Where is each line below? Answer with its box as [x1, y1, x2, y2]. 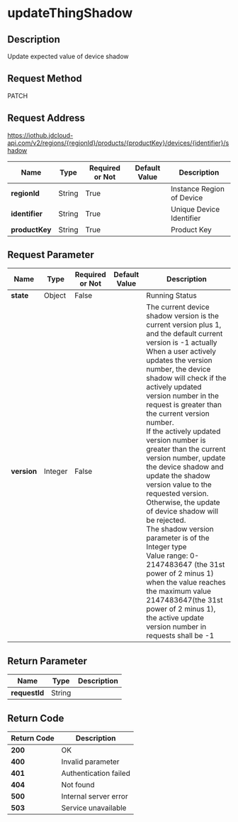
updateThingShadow [7, 5, 133, 21]
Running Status [146, 291, 197, 301]
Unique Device [171, 204, 220, 214]
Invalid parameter [61, 757, 120, 767]
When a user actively [146, 347, 216, 357]
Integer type [146, 542, 187, 552]
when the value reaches [146, 578, 227, 588]
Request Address [7, 112, 86, 124]
